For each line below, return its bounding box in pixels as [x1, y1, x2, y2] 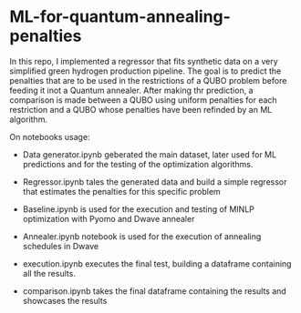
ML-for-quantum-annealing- [9, 6, 231, 27]
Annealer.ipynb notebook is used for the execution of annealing [22, 230, 262, 242]
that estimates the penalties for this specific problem [22, 186, 221, 197]
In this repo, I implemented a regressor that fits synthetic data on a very [9, 56, 278, 66]
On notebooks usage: [9, 131, 90, 142]
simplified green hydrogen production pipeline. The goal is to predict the [9, 66, 282, 76]
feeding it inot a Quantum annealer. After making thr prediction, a [9, 85, 254, 96]
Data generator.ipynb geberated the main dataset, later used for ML [22, 148, 276, 160]
